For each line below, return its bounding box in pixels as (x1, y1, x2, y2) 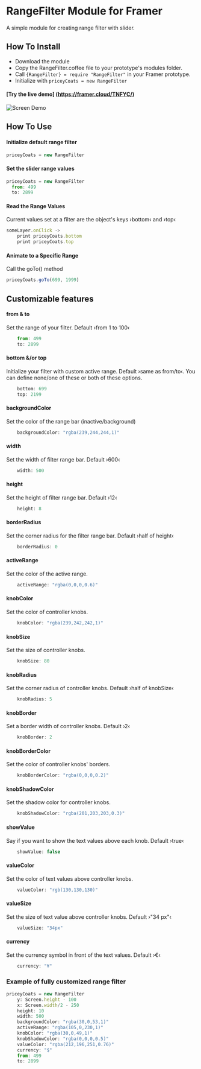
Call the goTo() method (6, 265, 63, 273)
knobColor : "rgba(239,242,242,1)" (17, 620, 104, 626)
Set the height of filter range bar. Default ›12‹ (6, 493, 117, 501)
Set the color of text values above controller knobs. (6, 875, 134, 882)
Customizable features (6, 294, 94, 304)
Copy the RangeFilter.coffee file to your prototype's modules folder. (14, 64, 182, 71)
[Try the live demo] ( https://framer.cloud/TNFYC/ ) (6, 90, 135, 98)
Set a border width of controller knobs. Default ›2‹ (6, 723, 131, 730)
